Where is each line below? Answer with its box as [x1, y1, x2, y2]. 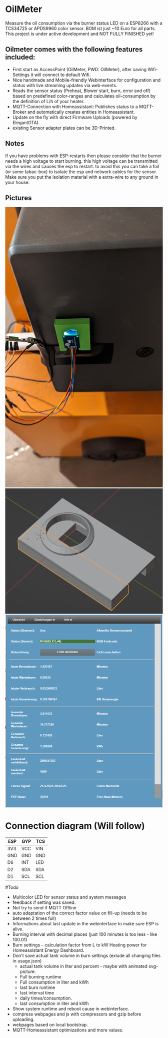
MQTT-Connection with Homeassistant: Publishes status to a [12, 104, 138, 110]
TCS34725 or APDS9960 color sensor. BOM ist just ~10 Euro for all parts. [5, 25, 156, 31]
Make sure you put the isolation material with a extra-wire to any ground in [5, 174, 158, 180]
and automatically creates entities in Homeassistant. [27, 109, 135, 115]
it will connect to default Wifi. [30, 72, 91, 78]
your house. [5, 179, 30, 185]
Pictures [5, 194, 32, 202]
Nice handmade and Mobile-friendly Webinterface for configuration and [12, 77, 161, 83]
